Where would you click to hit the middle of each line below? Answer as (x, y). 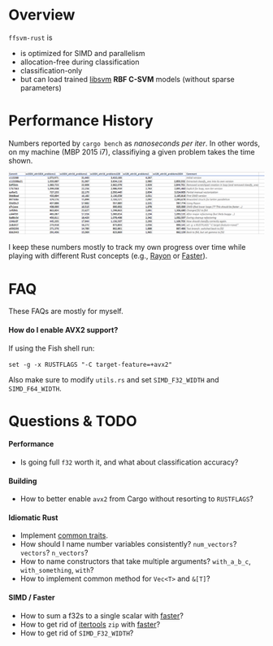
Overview (42, 15)
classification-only (51, 70)
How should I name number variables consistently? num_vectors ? (128, 544)
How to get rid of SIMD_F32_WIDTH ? (77, 633)
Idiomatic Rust (33, 517)
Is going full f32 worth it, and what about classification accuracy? (129, 462)
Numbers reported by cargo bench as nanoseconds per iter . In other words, (134, 143)
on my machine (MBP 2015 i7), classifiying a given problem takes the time (132, 151)
